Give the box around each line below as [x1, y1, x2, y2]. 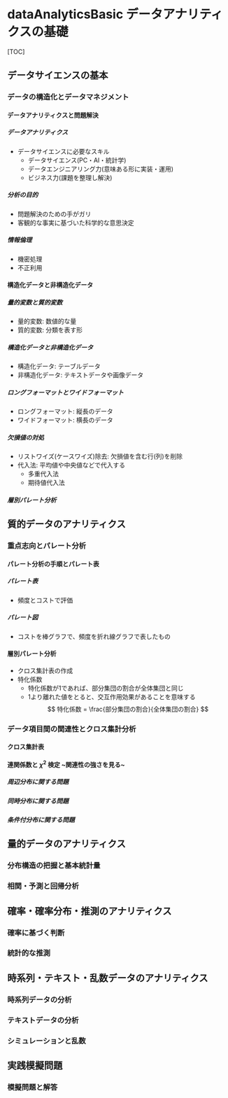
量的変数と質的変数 [7, 298, 63, 307]
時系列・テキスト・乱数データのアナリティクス [7, 972, 208, 984]
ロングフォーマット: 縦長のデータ [17, 407, 113, 416]
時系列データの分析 [7, 994, 72, 1004]
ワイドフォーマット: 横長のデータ [17, 416, 113, 424]
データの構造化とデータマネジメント [7, 92, 129, 102]
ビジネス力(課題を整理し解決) [27, 173, 113, 182]
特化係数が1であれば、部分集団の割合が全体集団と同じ [27, 684, 184, 692]
